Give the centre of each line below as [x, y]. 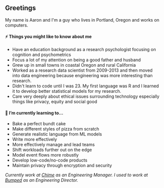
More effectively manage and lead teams [53, 145]
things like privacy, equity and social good [55, 102]
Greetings [21, 8]
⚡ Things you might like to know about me [48, 37]
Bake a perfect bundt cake [39, 124]
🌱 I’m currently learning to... [34, 113]
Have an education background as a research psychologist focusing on [84, 50]
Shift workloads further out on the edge [52, 150]
